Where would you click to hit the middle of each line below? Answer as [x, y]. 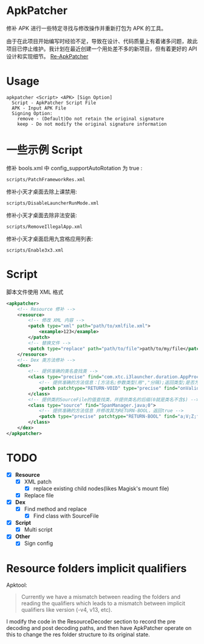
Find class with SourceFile [66, 516]
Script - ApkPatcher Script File [54, 103]
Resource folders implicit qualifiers [97, 568]
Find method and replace [56, 509]
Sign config [39, 543]
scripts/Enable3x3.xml [35, 250]
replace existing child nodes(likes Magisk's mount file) [101, 488]
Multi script [38, 530]
